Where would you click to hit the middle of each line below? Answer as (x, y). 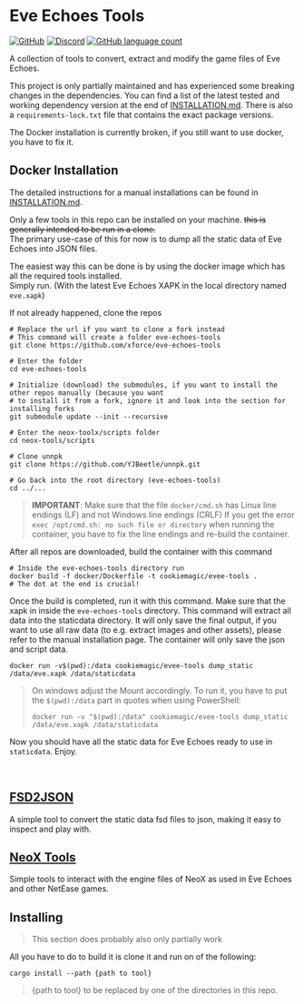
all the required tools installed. (66, 276)
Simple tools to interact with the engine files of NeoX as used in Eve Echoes (151, 879)
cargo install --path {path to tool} (81, 974)
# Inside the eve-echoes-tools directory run (97, 568)
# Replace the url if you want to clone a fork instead (117, 329)
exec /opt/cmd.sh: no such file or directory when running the (153, 524)
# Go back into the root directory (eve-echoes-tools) (115, 480)
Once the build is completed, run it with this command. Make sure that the (147, 601)
